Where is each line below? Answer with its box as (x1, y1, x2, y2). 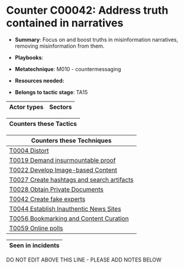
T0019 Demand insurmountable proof (9, 156, 116, 164)
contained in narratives (6, 16, 124, 30)
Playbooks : (14, 54, 43, 61)
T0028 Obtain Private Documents (9, 185, 104, 193)
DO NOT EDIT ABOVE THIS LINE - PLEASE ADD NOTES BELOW (6, 256, 162, 263)
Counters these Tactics (9, 119, 77, 128)
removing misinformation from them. (14, 42, 105, 50)
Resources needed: (14, 77, 64, 84)
